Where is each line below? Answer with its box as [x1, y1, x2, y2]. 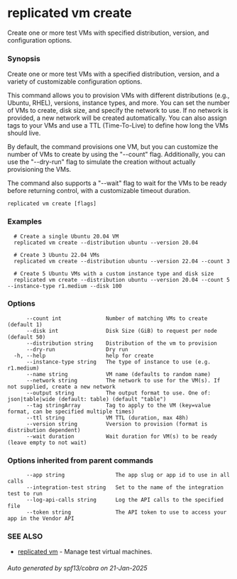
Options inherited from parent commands [7, 456, 154, 465]
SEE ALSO [7, 531, 43, 541]
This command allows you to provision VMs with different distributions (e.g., [7, 91, 230, 100]
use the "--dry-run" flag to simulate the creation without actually [7, 158, 196, 166]
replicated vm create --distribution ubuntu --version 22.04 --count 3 [13, 258, 231, 265]
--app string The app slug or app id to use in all [26, 472, 231, 479]
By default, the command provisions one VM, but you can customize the [7, 143, 219, 151]
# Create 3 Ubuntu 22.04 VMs [13, 251, 100, 258]
